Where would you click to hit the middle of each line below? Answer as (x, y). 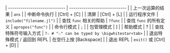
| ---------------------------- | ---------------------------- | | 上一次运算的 (82, 8)
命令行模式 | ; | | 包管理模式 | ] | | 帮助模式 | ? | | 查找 (109, 27)
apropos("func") (31, 27)
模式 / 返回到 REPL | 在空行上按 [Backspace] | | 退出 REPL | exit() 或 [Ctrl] (87, 39)
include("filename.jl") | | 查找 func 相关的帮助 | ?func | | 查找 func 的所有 (83, 20)
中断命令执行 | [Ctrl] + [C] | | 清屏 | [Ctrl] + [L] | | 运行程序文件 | (93, 14)
